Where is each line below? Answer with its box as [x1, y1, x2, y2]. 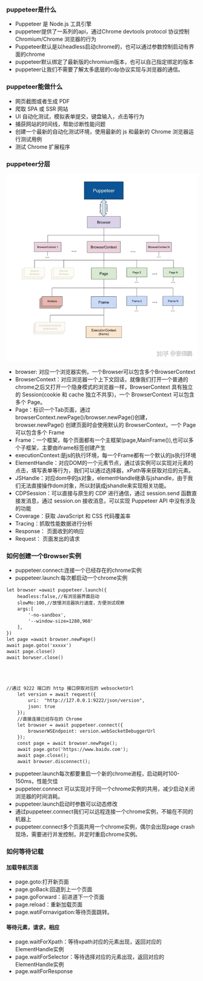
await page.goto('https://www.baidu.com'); [17, 746, 129, 752]
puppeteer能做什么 [6, 83, 63, 91]
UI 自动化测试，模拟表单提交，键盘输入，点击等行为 [15, 112, 144, 120]
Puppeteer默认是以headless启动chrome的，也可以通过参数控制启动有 [15, 43, 189, 50]
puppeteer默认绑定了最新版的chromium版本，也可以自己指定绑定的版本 [15, 58, 194, 66]
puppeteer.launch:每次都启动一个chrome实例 [15, 574, 128, 581]
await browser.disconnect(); [17, 758, 91, 764]
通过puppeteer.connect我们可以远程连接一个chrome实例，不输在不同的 [15, 807, 193, 815]
